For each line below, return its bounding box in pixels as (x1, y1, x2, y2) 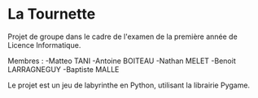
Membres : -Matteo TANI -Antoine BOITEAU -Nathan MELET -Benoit (7, 56, 237, 66)
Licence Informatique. (7, 40, 81, 49)
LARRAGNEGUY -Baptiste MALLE (7, 64, 120, 74)
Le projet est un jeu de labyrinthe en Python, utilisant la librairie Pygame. (7, 80, 250, 90)
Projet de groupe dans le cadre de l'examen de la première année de (7, 32, 238, 41)
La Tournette (7, 5, 96, 23)
